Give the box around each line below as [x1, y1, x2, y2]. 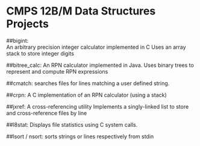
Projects [6, 17, 49, 31]
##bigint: [6, 37, 29, 44]
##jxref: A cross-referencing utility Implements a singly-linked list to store [6, 103, 189, 110]
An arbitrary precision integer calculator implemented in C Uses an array [6, 43, 186, 51]
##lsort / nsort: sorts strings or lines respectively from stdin [6, 133, 154, 140]
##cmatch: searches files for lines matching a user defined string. [6, 80, 170, 87]
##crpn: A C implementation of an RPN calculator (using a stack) [6, 91, 167, 98]
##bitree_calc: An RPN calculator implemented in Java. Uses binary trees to [6, 62, 194, 69]
